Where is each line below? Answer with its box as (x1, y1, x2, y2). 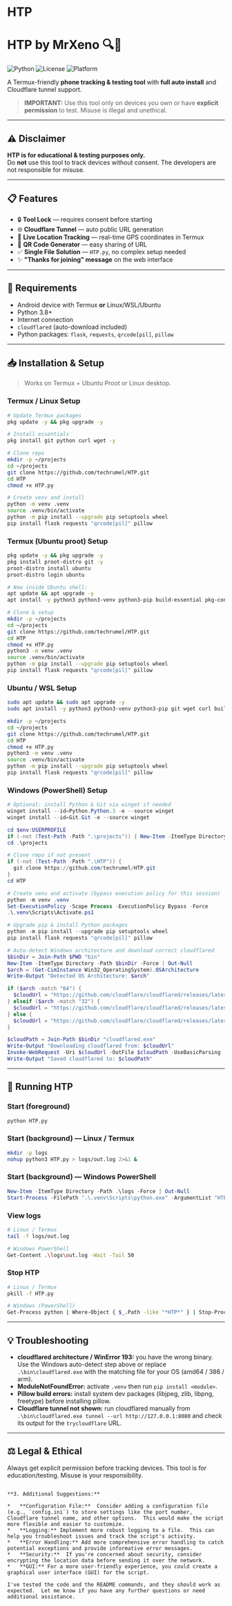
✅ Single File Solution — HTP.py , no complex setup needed (17, 247, 186, 256)
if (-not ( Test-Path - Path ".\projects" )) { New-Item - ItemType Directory (7, 833, 227, 840)
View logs (7, 1210, 41, 1220)
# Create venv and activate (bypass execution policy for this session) (7, 890, 221, 897)
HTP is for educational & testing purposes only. (7, 151, 146, 159)
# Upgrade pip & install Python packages (7, 921, 128, 929)
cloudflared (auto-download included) (17, 323, 128, 331)
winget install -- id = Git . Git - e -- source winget (7, 814, 150, 821)
